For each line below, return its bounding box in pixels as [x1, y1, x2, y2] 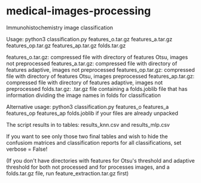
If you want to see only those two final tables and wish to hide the [6, 133, 168, 140]
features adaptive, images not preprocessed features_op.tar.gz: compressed [6, 66, 195, 73]
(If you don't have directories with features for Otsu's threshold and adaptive [6, 157, 195, 164]
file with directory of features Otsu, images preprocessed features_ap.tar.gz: [6, 72, 195, 80]
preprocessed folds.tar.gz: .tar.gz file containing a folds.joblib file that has [6, 85, 188, 92]
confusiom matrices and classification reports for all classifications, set [6, 139, 182, 146]
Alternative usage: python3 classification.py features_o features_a [6, 103, 169, 110]
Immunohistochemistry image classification [6, 24, 114, 31]
